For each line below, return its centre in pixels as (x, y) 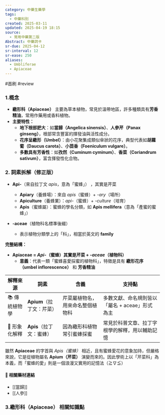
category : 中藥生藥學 (25, 10)
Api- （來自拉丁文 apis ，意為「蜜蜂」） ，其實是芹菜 (64, 184)
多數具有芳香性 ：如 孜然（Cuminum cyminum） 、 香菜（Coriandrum (88, 152)
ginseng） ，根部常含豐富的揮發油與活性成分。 (66, 134)
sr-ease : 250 (18, 55)
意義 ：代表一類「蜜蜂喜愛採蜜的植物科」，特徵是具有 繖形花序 (82, 261)
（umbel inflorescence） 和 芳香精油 (57, 267)
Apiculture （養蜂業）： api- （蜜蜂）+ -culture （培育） (74, 201)
